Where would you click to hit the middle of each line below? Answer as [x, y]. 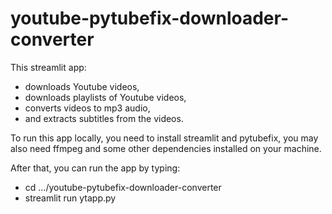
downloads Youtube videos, [82, 86]
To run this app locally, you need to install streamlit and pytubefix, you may [164, 138]
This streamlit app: [48, 67]
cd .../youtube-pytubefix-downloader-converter [123, 187]
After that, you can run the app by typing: [95, 168]
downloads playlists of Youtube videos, [105, 97]
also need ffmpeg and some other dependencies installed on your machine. [166, 148]
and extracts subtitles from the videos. [104, 118]
